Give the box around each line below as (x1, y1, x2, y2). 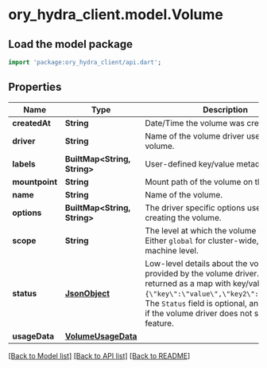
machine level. (145, 245, 199, 256)
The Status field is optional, (145, 297, 248, 308)
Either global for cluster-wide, (145, 235, 259, 246)
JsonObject (64, 288, 110, 299)
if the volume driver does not (145, 307, 253, 319)
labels (12, 158, 36, 169)
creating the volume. (145, 212, 222, 223)
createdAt (12, 117, 52, 128)
